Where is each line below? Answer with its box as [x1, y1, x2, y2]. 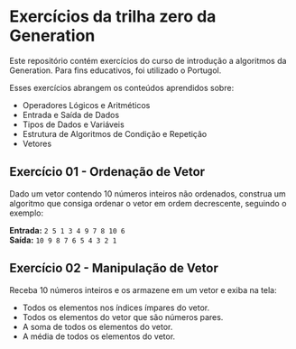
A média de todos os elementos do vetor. [22, 331, 176, 342]
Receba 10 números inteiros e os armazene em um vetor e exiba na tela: [9, 284, 277, 295]
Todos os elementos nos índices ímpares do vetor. [22, 302, 210, 313]
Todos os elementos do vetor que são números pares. [22, 311, 224, 322]
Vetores [22, 138, 52, 149]
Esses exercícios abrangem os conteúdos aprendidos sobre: [9, 82, 235, 93]
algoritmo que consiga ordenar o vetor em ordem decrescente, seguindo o [9, 197, 287, 208]
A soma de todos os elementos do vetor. [22, 321, 173, 332]
